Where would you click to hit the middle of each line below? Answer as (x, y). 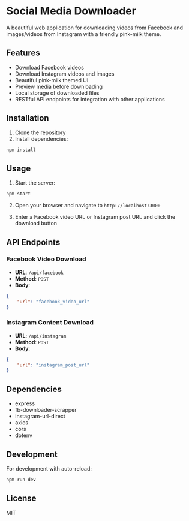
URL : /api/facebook (39, 272)
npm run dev (21, 480)
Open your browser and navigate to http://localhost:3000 (88, 206)
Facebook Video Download (46, 259)
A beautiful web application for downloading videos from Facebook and (95, 28)
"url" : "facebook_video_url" (53, 302)
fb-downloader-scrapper (46, 410)
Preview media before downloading (59, 86)
